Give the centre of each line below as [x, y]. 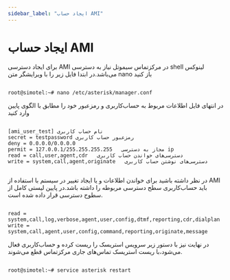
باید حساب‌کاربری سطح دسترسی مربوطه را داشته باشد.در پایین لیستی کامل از [108, 187]
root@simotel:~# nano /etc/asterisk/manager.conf [80, 93]
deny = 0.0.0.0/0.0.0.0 [42, 143]
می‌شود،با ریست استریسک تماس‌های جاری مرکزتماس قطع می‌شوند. [95, 251]
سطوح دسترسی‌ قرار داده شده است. [56, 195]
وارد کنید [19, 112]
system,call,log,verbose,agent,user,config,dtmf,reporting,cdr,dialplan [114, 219]
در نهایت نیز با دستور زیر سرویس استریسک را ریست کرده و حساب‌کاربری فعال [108, 244]
